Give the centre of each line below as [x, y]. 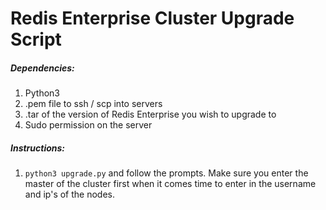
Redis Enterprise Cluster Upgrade [152, 18]
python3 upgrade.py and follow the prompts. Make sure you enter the [166, 173]
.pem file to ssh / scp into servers [93, 104]
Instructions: [38, 148]
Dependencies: [42, 68]
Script [36, 39]
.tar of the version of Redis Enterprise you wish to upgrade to [150, 114]
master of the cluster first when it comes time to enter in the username [170, 184]
